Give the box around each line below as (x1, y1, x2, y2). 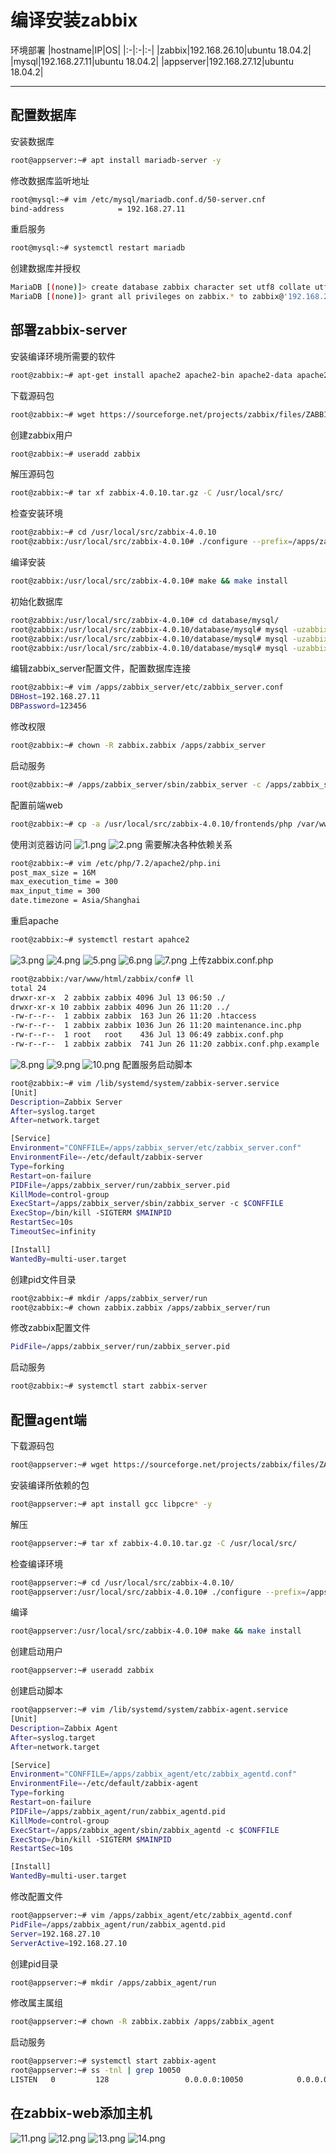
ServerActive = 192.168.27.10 (10, 1938, 128, 1948)
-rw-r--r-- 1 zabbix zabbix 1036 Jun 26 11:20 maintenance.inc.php (10, 1021, 302, 1031)
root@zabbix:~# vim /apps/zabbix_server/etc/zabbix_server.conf (10, 682, 284, 693)
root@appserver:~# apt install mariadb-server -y (10, 155, 222, 165)
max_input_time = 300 (10, 886, 101, 896)
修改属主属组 (10, 1997, 63, 2009)
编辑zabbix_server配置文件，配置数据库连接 (10, 662, 192, 675)
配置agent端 (10, 1411, 87, 1428)
